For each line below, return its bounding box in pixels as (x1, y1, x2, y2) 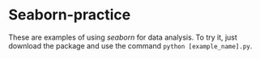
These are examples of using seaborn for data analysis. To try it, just (8, 32, 237, 42)
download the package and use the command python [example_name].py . (8, 40, 253, 50)
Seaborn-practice (8, 6, 131, 24)
